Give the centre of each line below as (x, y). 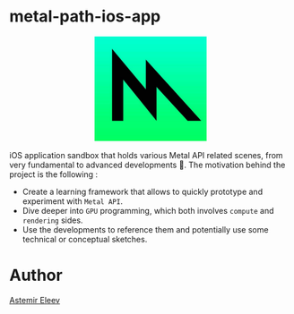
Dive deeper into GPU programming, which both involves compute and (148, 210)
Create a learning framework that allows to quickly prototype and (142, 191)
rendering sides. (52, 220)
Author (36, 275)
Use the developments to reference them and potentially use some (145, 229)
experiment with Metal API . (73, 201)
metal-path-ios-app (85, 17)
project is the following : (54, 174)
